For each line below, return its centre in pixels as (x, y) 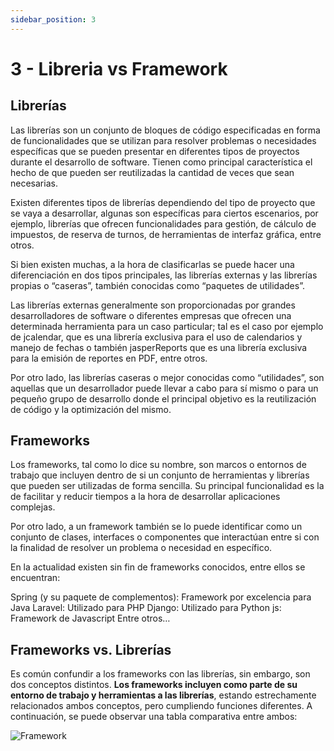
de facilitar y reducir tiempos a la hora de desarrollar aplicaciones (145, 497)
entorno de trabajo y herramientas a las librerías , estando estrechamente (163, 695)
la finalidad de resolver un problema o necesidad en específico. (141, 548)
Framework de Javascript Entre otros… (90, 618)
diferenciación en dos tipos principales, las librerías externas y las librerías (164, 275)
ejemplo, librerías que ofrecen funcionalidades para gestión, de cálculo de (163, 223)
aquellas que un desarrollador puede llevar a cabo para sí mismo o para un (164, 388)
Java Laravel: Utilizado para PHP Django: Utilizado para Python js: (146, 608)
